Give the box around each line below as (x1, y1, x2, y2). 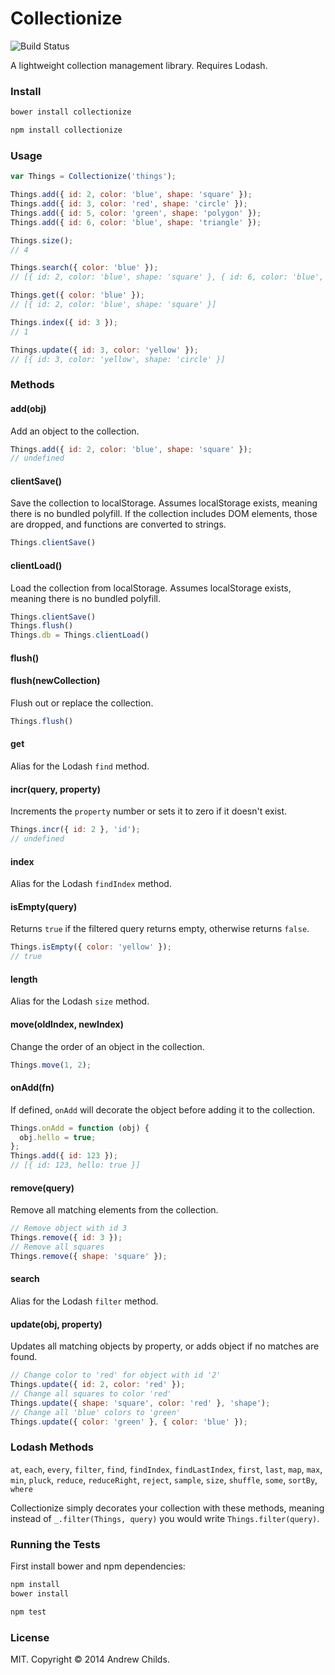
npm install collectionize (10, 125, 123, 136)
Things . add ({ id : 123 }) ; (10, 1151, 118, 1161)
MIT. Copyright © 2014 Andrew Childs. (10, 1653, 170, 1665)
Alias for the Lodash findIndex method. (10, 878, 172, 890)
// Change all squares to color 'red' (10, 1388, 172, 1399)
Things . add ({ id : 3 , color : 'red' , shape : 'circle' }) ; (10, 199, 248, 209)
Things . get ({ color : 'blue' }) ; (10, 290, 145, 301)
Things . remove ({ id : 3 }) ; (10, 1233, 123, 1243)
